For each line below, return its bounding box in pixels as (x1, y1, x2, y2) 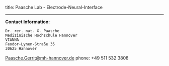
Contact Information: (5, 19, 50, 25)
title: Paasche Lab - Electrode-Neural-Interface (5, 5, 103, 10)
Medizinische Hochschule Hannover (5, 33, 78, 38)
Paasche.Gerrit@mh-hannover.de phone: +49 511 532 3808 (5, 55, 129, 61)
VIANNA (5, 37, 19, 42)
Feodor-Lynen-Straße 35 (5, 42, 55, 47)
